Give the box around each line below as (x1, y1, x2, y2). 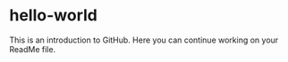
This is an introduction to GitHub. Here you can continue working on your (9, 35, 279, 45)
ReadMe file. (9, 43, 56, 54)
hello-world (9, 5, 98, 26)
